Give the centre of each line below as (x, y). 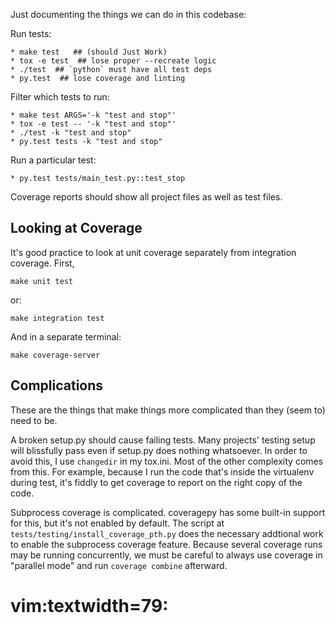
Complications (57, 385)
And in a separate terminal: (66, 336)
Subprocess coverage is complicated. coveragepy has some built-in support (168, 512)
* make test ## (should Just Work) (89, 52)
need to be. (34, 420)
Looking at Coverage (76, 228)
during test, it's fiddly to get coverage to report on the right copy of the (156, 482)
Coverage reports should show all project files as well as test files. (146, 197)
